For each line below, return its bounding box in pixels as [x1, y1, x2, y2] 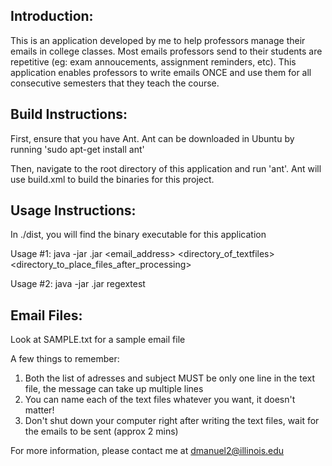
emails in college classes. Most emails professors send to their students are [10, 45, 323, 57]
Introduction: [10, 8, 94, 25]
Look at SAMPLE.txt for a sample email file [10, 334, 186, 346]
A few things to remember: [10, 353, 120, 365]
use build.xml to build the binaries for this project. [10, 173, 215, 185]
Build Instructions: [10, 106, 128, 123]
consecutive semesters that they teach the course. [10, 77, 220, 89]
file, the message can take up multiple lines [24, 383, 204, 395]
